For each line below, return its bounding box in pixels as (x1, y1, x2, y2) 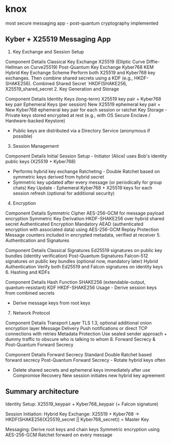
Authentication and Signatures (5, 237, 69, 243)
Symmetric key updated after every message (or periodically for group (12, 179, 162, 185)
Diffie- (146, 59, 160, 65)
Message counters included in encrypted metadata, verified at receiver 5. (5, 232, 161, 238)
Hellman (5, 64, 23, 70)
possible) (12, 133, 33, 139)
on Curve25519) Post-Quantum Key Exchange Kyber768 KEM (24, 64, 154, 70)
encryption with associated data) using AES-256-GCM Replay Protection (5, 226, 159, 233)
